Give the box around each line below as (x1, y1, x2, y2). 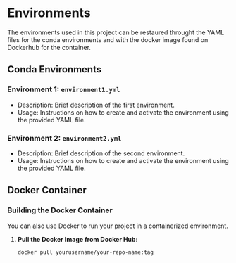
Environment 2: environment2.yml (7, 133, 122, 143)
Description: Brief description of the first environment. (17, 101, 175, 109)
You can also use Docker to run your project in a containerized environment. (7, 222, 229, 230)
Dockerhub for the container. (7, 43, 92, 51)
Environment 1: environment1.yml (7, 84, 120, 94)
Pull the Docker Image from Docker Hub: (17, 235, 138, 243)
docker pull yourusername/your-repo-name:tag (17, 248, 154, 256)
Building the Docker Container (7, 205, 113, 215)
